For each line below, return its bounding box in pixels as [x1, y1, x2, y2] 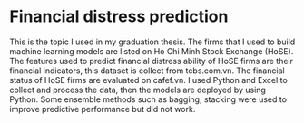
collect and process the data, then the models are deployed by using [9, 84, 266, 95]
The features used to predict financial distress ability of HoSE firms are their [9, 55, 293, 66]
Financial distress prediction [9, 6, 229, 27]
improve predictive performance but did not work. [9, 103, 196, 114]
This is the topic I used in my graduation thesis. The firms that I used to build [9, 36, 296, 47]
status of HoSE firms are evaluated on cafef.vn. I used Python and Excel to [9, 74, 288, 85]
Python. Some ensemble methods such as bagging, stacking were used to [9, 93, 288, 105]
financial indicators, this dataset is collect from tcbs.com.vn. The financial [9, 65, 285, 76]
